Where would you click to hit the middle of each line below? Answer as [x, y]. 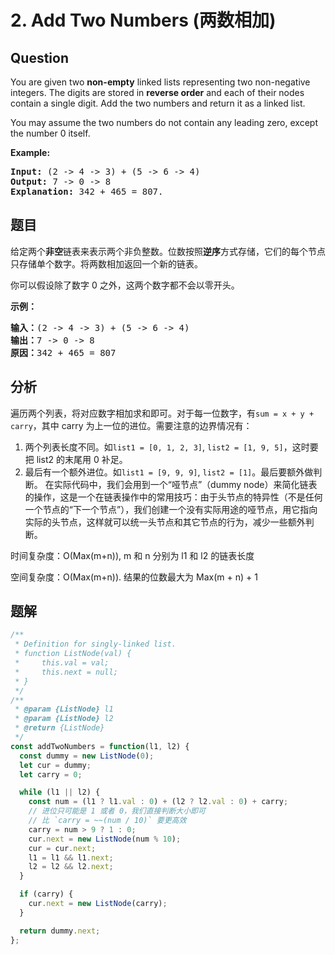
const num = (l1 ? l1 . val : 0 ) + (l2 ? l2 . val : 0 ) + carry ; [158, 802]
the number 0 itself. [50, 133]
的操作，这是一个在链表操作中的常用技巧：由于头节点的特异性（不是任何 [173, 497]
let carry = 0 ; [51, 774]
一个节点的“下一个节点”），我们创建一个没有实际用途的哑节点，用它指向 [171, 509]
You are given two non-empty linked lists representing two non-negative [160, 82]
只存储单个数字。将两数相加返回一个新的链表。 [106, 263]
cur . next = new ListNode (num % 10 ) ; [105, 839]
